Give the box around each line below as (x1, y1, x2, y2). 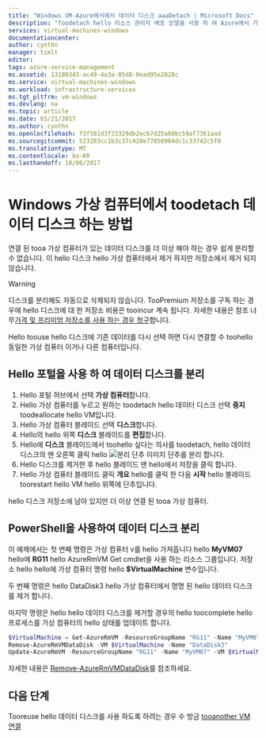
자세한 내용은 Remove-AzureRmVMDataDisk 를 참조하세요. (8, 663, 192, 673)
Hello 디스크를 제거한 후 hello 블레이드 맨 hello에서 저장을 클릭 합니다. (19, 459, 237, 469)
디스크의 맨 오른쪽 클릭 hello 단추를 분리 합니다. (19, 449, 225, 459)
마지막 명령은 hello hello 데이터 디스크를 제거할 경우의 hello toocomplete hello (8, 608, 253, 617)
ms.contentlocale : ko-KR (8, 152, 90, 160)
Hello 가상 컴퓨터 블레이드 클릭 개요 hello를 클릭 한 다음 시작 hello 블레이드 (19, 469, 252, 479)
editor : (8, 56, 34, 64)
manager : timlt (8, 48, 59, 56)
